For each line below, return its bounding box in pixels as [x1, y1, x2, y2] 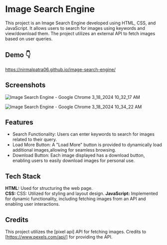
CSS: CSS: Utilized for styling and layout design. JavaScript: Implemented [5, 190, 158, 197]
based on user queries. [5, 36, 53, 42]
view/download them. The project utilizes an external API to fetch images [5, 30, 156, 36]
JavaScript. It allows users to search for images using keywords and [5, 25, 146, 31]
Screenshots [5, 81, 46, 89]
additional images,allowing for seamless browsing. [12, 147, 116, 153]
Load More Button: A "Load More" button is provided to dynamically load [12, 142, 162, 148]
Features [5, 118, 33, 126]
